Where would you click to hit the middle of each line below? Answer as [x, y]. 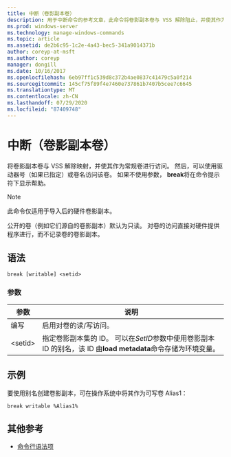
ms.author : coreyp [33, 58]
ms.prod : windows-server [43, 26]
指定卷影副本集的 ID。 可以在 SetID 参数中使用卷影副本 [129, 338]
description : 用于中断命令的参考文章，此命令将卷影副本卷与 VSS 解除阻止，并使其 [112, 20]
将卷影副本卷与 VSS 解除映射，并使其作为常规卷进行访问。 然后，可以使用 [112, 166]
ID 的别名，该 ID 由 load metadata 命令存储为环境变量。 [131, 348]
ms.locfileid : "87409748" [44, 109]
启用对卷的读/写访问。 [78, 325]
